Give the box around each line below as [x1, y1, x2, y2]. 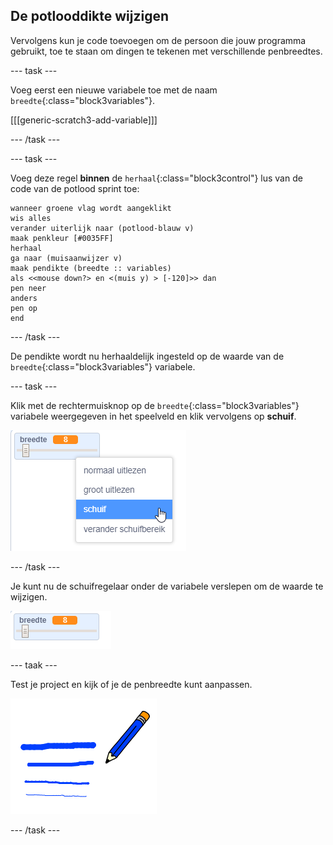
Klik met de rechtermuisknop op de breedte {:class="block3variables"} [10, 399, 300, 411]
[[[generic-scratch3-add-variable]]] [10, 114, 158, 126]
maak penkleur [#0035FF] [10, 233, 114, 243]
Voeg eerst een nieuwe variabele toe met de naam [10, 84, 218, 96]
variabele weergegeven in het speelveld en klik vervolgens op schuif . [10, 410, 297, 422]
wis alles [10, 213, 52, 223]
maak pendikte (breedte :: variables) [10, 263, 172, 273]
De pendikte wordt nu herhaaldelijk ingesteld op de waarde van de [10, 350, 285, 362]
